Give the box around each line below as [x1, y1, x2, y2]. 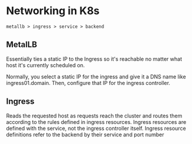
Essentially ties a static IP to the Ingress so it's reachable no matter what [6, 55, 182, 63]
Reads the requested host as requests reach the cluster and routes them [6, 112, 183, 119]
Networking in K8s [6, 4, 100, 18]
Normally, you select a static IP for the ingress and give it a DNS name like [6, 73, 186, 80]
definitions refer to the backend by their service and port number [6, 131, 164, 138]
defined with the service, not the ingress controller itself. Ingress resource [6, 125, 186, 132]
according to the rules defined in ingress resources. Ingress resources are [6, 118, 187, 125]
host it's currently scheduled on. [6, 61, 85, 68]
